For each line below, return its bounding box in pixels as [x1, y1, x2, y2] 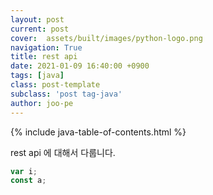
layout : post [10, 14, 65, 25]
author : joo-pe [10, 98, 74, 108]
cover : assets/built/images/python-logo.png [10, 33, 203, 43]
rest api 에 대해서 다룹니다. [10, 146, 116, 158]
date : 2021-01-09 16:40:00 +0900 [10, 61, 150, 71]
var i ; [10, 166, 38, 176]
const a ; [10, 176, 47, 186]
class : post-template [10, 80, 101, 90]
